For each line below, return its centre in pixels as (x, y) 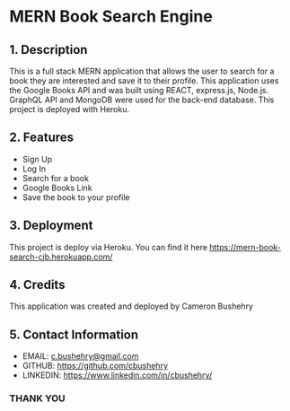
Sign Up (37, 159)
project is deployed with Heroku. (70, 109)
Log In (34, 169)
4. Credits (37, 285)
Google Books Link (57, 188)
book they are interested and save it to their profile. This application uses (144, 81)
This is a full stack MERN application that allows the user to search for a (142, 71)
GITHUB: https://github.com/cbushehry (95, 366)
